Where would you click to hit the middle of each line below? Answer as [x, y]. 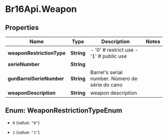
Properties [22, 28]
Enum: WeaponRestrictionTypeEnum [64, 111]
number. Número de [114, 78]
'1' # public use [108, 56]
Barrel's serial [106, 72]
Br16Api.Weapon [41, 9]
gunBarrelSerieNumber [36, 78]
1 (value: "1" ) [26, 132]
